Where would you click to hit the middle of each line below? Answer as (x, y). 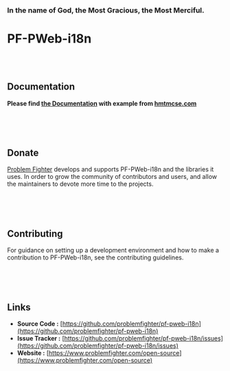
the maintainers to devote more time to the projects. (80, 184)
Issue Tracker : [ (41, 339)
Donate (23, 153)
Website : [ (33, 353)
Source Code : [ (40, 324)
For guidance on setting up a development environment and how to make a (113, 251)
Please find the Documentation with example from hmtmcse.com (102, 103)
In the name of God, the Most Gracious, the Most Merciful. (106, 10)
